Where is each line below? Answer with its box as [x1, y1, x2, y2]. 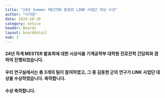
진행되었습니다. [14, 57, 43, 63]
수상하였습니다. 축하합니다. [14, 75, 66, 82]
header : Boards [5, 26, 37, 31]
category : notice [5, 21, 41, 26]
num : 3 [5, 35, 19, 40]
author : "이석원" [5, 12, 38, 17]
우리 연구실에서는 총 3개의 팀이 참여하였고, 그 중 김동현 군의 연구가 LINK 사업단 [5, 69, 155, 75]
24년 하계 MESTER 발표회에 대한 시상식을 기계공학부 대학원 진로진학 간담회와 [5, 50, 154, 57]
